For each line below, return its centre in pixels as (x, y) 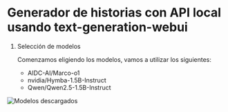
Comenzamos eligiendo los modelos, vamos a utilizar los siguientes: (114, 59)
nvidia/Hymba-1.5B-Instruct (67, 80)
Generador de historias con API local (114, 13)
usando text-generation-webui (97, 27)
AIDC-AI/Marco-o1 (54, 73)
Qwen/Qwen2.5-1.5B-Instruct (69, 87)
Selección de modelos (49, 46)
